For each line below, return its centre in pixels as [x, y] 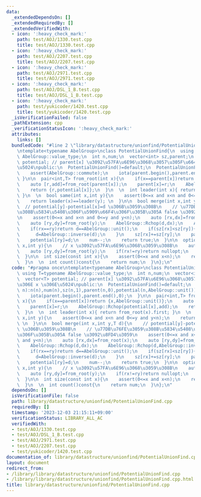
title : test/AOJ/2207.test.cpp [56, 62]
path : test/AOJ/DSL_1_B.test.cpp [59, 90]
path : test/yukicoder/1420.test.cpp [63, 106]
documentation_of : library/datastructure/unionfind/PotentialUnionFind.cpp [103, 457]
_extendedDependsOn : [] [41, 17]
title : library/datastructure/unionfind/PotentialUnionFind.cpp [88, 485]
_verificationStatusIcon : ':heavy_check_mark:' [72, 129]
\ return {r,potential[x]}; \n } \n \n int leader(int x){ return [107, 190]
